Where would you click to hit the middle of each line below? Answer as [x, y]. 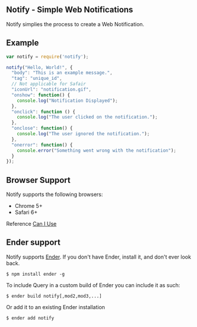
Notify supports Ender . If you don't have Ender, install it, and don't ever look [99, 257]
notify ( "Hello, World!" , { [39, 67]
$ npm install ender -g [36, 274]
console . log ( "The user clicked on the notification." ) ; [88, 117]
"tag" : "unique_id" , [37, 79]
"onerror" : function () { [42, 145]
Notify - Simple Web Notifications [70, 10]
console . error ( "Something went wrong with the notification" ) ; [97, 150]
